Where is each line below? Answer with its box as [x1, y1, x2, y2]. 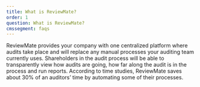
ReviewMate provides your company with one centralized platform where [6, 42, 188, 49]
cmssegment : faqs [6, 25, 50, 32]
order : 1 [6, 14, 28, 20]
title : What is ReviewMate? [6, 8, 77, 15]
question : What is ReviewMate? [6, 20, 85, 26]
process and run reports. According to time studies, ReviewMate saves [6, 67, 182, 75]
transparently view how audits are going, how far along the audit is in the [6, 61, 187, 68]
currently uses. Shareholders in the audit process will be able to [6, 55, 164, 62]
